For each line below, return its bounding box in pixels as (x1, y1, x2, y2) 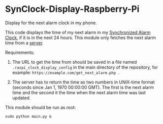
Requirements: (5, 49, 34, 55)
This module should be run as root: (5, 104, 76, 110)
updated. (12, 95, 31, 101)
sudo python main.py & (5, 114, 52, 119)
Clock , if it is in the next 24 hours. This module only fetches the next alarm (5, 35, 156, 41)
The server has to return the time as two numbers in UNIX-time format (12, 79, 155, 85)
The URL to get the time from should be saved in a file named (12, 59, 137, 65)
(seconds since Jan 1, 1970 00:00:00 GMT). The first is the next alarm (12, 84, 154, 90)
